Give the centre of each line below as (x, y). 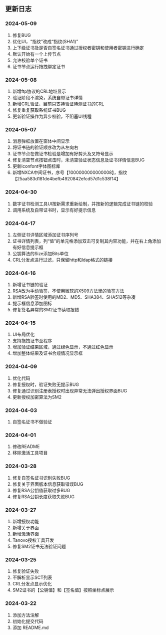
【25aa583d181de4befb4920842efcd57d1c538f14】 (66, 179)
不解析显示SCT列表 (32, 577)
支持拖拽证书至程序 (32, 341)
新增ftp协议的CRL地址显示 (39, 91)
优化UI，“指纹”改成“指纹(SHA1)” (45, 41)
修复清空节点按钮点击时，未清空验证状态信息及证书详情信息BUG (78, 160)
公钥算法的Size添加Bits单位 (40, 253)
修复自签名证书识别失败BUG (41, 478)
